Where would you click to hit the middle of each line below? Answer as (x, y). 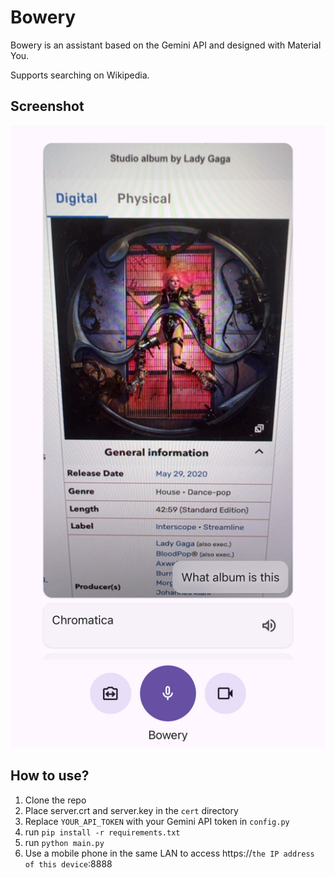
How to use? (50, 776)
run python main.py (64, 842)
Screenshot (47, 106)
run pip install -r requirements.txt (102, 832)
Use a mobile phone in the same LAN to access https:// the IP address (169, 853)
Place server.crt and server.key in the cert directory (131, 810)
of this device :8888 (68, 863)
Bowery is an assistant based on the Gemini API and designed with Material (166, 45)
